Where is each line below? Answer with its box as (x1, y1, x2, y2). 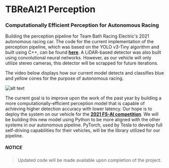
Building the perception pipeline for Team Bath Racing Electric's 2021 (5, 33, 149, 39)
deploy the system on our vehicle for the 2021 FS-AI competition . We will (5, 111, 159, 117)
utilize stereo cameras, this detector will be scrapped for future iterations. (5, 60, 158, 66)
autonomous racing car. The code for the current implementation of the (5, 39, 154, 45)
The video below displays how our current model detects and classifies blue (5, 70, 164, 76)
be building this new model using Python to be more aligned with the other (5, 117, 160, 123)
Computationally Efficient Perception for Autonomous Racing (5, 22, 159, 29)
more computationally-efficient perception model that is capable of (5, 100, 145, 107)
